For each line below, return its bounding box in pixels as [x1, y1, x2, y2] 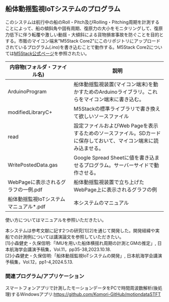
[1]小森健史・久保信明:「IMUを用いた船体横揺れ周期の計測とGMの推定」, [5, 240, 156, 246]
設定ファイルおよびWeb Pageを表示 [73, 122, 158, 129]
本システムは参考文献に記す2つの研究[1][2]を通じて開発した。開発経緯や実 [5, 227, 160, 233]
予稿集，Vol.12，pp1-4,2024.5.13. [5, 259, 74, 265]
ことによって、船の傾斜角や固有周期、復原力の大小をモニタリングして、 [5, 25, 154, 31]
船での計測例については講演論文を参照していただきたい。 [5, 234, 124, 240]
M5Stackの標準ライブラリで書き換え [73, 105, 161, 112]
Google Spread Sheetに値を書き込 [73, 154, 155, 161]
